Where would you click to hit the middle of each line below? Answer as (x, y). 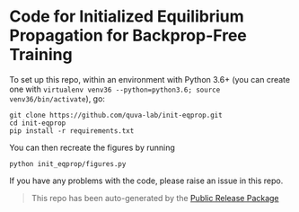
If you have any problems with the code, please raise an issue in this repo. (146, 181)
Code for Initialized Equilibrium (127, 17)
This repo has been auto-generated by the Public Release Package (155, 198)
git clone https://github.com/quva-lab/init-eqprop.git (116, 115)
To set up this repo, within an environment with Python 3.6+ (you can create (149, 79)
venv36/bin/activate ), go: (57, 98)
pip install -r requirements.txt (72, 131)
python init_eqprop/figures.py (68, 163)
